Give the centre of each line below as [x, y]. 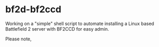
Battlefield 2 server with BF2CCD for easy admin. [57, 29]
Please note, [18, 39]
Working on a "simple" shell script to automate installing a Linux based [80, 24]
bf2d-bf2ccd [33, 9]
